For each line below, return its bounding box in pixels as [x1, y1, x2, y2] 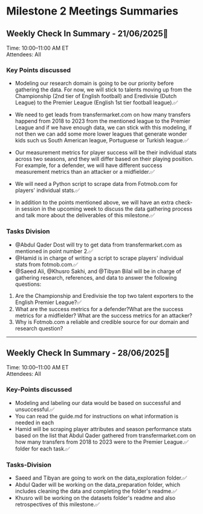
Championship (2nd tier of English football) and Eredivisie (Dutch [14, 93, 177, 100]
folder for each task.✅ [14, 445, 71, 452]
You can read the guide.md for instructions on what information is [14, 412, 179, 420]
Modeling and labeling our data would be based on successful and [14, 399, 181, 406]
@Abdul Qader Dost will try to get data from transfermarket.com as [14, 241, 182, 248]
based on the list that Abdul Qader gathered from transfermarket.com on [14, 432, 196, 439]
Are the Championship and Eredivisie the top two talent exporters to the [14, 292, 194, 299]
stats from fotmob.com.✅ [14, 260, 79, 268]
